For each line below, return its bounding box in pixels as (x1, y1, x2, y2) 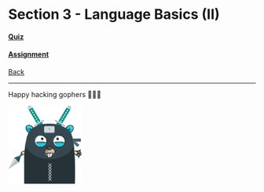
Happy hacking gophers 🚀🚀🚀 (8, 89, 102, 99)
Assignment (8, 49, 49, 60)
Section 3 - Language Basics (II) (8, 5, 220, 24)
